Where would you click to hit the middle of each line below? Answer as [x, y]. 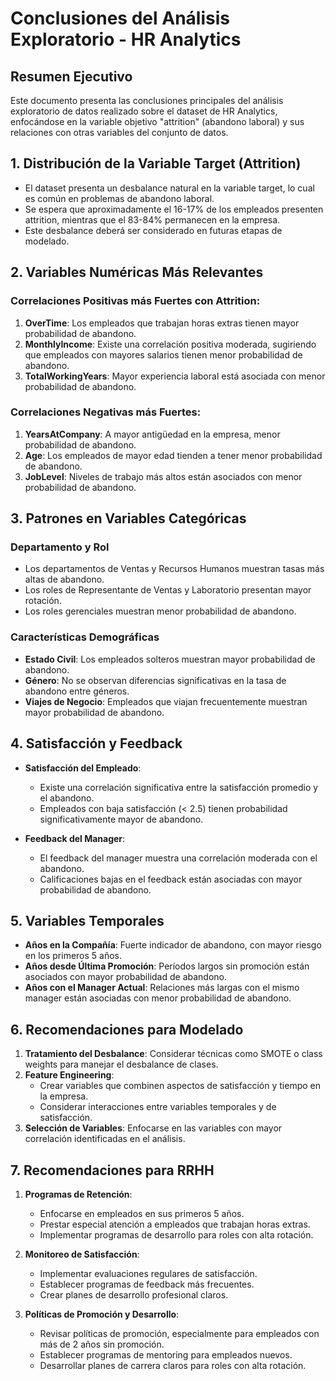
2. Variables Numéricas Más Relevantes [137, 272]
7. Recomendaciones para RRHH [112, 1170]
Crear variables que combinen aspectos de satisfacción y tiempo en [180, 1086]
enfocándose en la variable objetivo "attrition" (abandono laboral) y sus [157, 121]
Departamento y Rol [60, 547]
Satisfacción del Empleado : [83, 768]
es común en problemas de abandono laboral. [119, 198]
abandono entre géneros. [77, 691]
